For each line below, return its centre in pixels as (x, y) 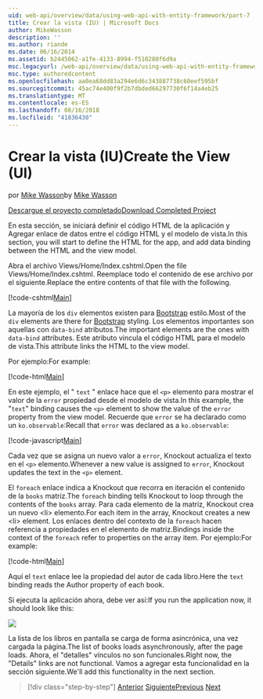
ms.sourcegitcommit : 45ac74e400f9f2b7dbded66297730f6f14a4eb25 (113, 88)
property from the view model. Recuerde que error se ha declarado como (127, 416)
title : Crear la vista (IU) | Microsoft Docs (83, 23)
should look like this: (41, 608)
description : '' (34, 37)
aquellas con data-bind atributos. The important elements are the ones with (129, 329)
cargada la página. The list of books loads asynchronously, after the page (126, 646)
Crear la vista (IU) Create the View (119, 157)
